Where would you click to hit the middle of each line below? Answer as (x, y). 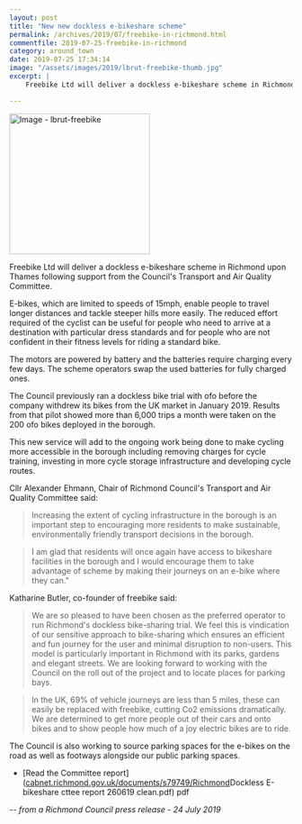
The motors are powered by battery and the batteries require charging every (151, 359)
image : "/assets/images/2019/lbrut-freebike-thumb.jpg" (116, 68)
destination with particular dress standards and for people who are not (140, 332)
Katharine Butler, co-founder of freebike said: (93, 598)
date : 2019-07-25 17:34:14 (60, 59)
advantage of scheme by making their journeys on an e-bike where (155, 570)
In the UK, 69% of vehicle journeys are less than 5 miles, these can (155, 700)
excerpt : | (30, 77)
